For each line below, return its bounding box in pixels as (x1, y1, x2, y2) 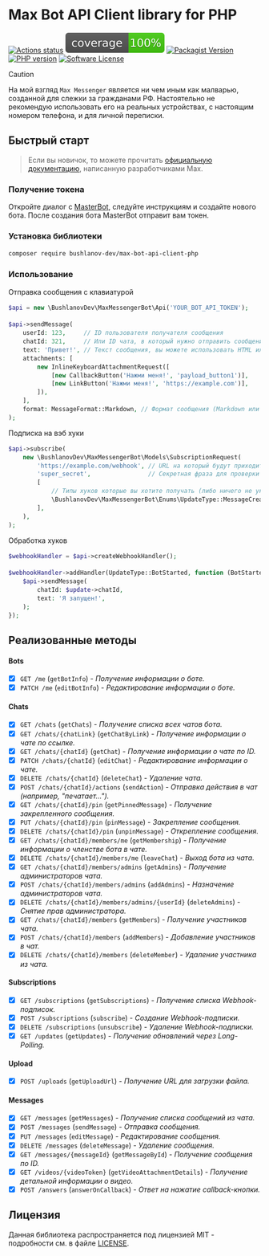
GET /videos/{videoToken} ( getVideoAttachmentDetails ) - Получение (19, 1167, 248, 1176)
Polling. (19, 1040, 46, 1050)
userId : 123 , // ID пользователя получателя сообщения (22, 329, 224, 337)
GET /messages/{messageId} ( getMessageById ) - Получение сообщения (19, 1149, 253, 1159)
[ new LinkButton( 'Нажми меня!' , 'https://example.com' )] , (50, 380, 249, 388)
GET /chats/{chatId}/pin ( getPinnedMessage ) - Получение (19, 799, 212, 809)
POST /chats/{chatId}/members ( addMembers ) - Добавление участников (19, 932, 256, 942)
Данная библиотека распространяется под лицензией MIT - (8, 1229, 215, 1239)
